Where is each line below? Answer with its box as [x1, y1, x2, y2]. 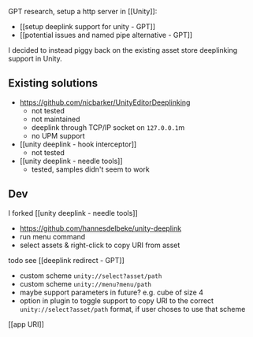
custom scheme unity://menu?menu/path [19, 279, 152, 288]
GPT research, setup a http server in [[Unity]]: [8, 7, 158, 16]
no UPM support [31, 131, 85, 140]
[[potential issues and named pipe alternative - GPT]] [19, 31, 193, 39]
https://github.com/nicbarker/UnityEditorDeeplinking [19, 98, 191, 107]
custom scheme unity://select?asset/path [19, 271, 162, 280]
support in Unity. [8, 54, 63, 63]
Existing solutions [8, 76, 99, 90]
